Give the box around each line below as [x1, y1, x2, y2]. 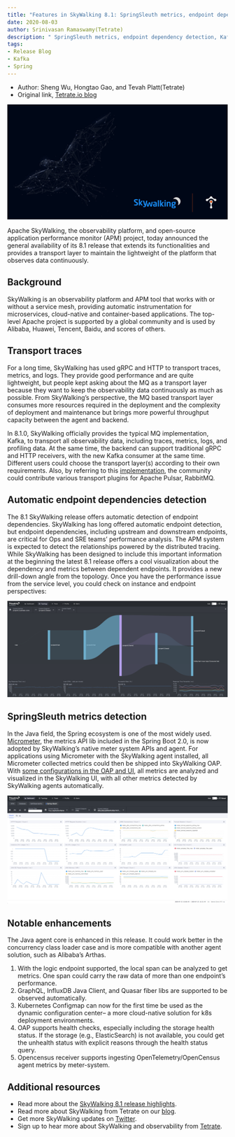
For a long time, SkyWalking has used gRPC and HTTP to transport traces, [7, 364, 221, 372]
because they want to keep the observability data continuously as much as [7, 385, 223, 394]
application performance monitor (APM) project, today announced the [7, 234, 208, 243]
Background [7, 276, 62, 288]
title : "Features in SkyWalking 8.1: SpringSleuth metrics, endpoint [7, 11, 215, 18]
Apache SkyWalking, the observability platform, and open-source [7, 227, 196, 235]
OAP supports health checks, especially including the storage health [17, 1024, 215, 1032]
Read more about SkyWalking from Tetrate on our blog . [17, 1107, 177, 1115]
